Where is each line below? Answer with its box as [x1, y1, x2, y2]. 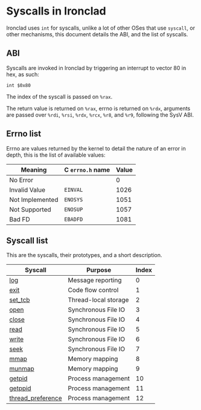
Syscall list [6, 235, 48, 246]
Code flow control [68, 286, 119, 294]
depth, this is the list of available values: [6, 151, 106, 158]
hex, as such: [6, 71, 39, 78]
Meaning [21, 165, 47, 174]
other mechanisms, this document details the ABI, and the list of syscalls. [6, 30, 188, 37]
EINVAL [64, 186, 83, 193]
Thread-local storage [68, 296, 129, 304]
